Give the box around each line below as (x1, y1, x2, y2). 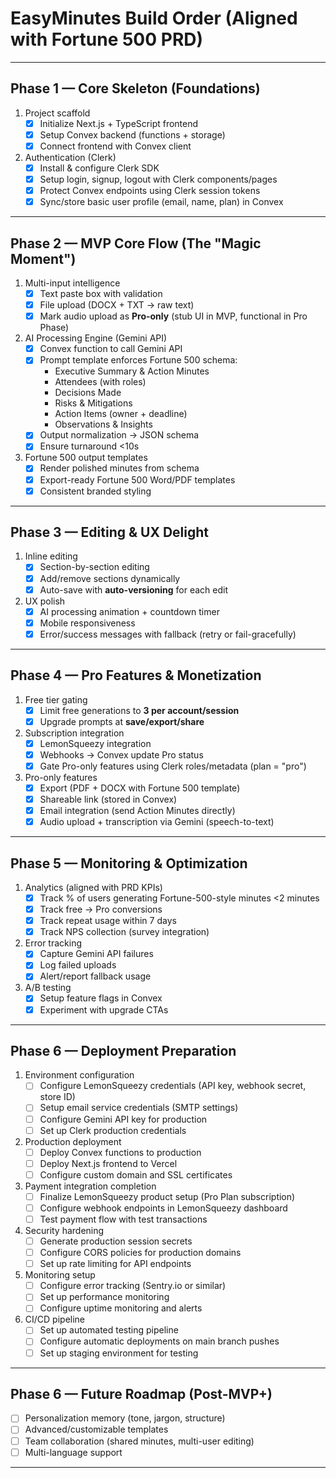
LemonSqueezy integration (39, 737, 152, 749)
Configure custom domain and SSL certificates (39, 1168, 233, 1181)
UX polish (24, 595, 66, 607)
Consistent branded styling (39, 485, 152, 497)
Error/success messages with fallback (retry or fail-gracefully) (39, 628, 297, 640)
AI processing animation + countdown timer (39, 605, 220, 617)
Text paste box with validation (39, 288, 163, 299)
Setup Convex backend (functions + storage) (39, 128, 226, 141)
